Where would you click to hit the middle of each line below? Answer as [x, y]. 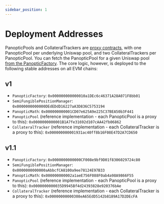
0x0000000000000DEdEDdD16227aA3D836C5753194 [58, 107]
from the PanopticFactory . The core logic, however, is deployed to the [76, 63]
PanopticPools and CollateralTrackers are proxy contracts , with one [73, 48]
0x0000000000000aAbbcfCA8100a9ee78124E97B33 [58, 171]
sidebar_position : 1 [26, 10]
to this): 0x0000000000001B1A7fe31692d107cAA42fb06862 [67, 122]
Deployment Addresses [54, 34]
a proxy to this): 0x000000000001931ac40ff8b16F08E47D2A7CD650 [75, 132]
